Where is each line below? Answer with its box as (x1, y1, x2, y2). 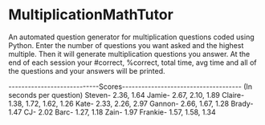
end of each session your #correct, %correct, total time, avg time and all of (8, 58, 257, 67)
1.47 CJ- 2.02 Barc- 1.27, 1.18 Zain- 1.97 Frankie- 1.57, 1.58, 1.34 (8, 107, 217, 117)
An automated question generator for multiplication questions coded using (8, 32, 255, 42)
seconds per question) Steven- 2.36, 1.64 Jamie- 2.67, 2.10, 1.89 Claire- (8, 90, 245, 99)
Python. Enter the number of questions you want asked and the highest (8, 40, 244, 50)
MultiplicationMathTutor (8, 6, 174, 24)
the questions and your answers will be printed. (8, 66, 166, 75)
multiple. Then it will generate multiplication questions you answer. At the (8, 49, 251, 58)
